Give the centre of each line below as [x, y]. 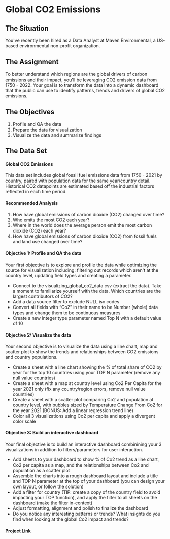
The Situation [27, 28]
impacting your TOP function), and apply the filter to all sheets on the [85, 498]
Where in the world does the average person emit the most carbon [82, 225]
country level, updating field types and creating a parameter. [69, 275]
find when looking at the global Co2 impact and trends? [71, 519]
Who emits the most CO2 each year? [51, 220]
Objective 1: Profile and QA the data [43, 253]
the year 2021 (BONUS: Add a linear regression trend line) [73, 410]
